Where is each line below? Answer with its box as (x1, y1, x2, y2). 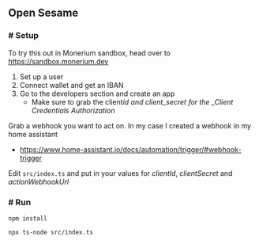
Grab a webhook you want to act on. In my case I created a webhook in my (8, 120, 251, 130)
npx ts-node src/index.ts (8, 228, 93, 236)
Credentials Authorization (31, 105, 115, 115)
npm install (8, 214, 47, 223)
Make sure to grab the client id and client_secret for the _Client (31, 97, 234, 106)
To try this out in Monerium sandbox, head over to (8, 48, 171, 58)
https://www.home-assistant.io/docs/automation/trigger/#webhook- (19, 144, 242, 154)
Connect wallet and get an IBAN (19, 80, 124, 90)
